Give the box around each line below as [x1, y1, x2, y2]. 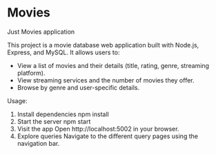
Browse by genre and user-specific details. [17, 83, 140, 91]
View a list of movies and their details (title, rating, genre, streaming [17, 61, 209, 69]
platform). [17, 69, 46, 77]
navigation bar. [17, 139, 60, 147]
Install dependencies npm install [17, 110, 109, 118]
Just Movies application [7, 27, 75, 36]
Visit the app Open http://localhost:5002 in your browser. [17, 124, 179, 133]
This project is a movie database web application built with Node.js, [7, 41, 199, 49]
